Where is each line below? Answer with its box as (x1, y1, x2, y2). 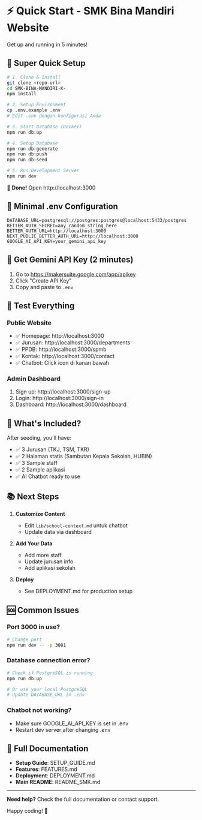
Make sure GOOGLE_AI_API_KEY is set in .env (15, 720, 129, 727)
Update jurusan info (24, 558, 74, 565)
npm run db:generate (7, 146, 59, 152)
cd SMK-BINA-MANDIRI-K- (7, 85, 67, 91)
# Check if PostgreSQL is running (7, 669, 94, 676)
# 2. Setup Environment (7, 102, 67, 108)
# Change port (7, 636, 43, 642)
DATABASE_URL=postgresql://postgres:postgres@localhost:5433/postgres (7, 217, 187, 223)
